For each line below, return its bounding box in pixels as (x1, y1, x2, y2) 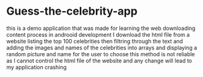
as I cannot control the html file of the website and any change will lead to (6, 57, 193, 64)
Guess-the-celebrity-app (6, 4, 138, 18)
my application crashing (6, 63, 67, 71)
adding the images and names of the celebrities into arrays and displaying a (6, 44, 197, 51)
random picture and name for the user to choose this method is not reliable (6, 50, 196, 57)
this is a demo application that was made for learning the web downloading (6, 24, 196, 32)
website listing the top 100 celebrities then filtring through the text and (6, 37, 183, 45)
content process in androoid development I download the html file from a (6, 31, 190, 38)
